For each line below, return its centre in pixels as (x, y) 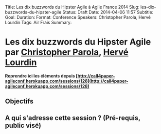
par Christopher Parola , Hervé (67, 52)
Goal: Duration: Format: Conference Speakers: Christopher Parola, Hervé (78, 17)
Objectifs (19, 101)
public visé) (23, 125)
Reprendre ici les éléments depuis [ (41, 76)
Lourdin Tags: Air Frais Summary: (38, 22)
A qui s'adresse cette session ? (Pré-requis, (73, 118)
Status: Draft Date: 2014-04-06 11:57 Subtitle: (108, 12)
